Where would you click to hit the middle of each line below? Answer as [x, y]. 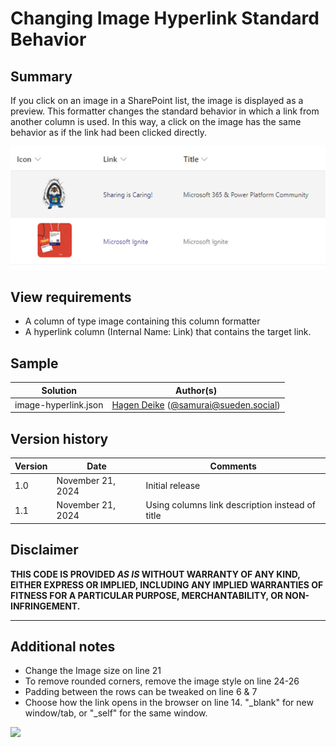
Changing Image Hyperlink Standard [165, 18]
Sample [34, 363]
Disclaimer [44, 550]
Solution [59, 390]
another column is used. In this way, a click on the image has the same [156, 121]
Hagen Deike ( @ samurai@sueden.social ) [196, 404]
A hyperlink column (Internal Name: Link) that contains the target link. [168, 332]
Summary [41, 76]
